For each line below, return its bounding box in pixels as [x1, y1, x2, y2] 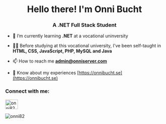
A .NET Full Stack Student [52, 22, 117, 29]
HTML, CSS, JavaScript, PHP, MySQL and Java [12, 48, 112, 54]
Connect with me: [5, 88, 50, 95]
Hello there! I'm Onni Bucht [27, 4, 142, 15]
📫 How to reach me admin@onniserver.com [12, 58, 107, 64]
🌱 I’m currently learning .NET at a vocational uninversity [12, 33, 128, 39]
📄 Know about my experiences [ [12, 70, 79, 76]
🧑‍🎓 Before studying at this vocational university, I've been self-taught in [12, 43, 161, 49]
